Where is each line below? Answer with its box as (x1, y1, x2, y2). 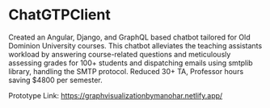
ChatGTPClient (8, 6, 111, 24)
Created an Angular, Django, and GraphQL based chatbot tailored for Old (8, 32, 251, 42)
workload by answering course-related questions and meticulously (8, 49, 231, 59)
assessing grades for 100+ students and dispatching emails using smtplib (8, 58, 253, 68)
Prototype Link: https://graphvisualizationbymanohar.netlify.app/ (8, 90, 223, 100)
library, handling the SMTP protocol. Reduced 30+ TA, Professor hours (8, 66, 244, 76)
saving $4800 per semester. (8, 75, 103, 85)
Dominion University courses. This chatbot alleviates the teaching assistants (8, 40, 263, 50)
